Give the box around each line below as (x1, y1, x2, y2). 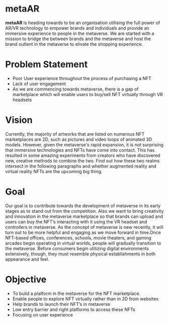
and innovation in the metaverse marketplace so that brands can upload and (5, 213, 163, 219)
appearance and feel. (5, 256, 49, 262)
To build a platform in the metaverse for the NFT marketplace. (12, 290, 141, 296)
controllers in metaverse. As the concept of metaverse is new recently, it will (5, 224, 163, 230)
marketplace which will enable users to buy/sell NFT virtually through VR (12, 91, 163, 97)
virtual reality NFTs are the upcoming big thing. (5, 168, 103, 174)
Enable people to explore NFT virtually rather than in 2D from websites (12, 295, 159, 302)
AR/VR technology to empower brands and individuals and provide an (5, 25, 149, 31)
